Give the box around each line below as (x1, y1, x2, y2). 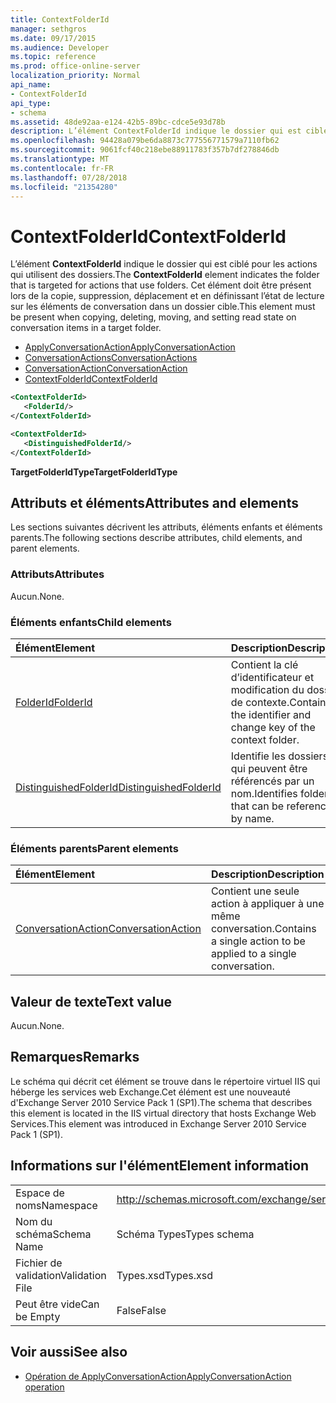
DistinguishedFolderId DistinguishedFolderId (15, 780, 222, 794)
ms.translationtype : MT (10, 154, 110, 164)
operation (24, 1381, 65, 1393)
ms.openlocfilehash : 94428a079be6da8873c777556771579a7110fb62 (10, 136, 280, 146)
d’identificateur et (230, 670, 315, 684)
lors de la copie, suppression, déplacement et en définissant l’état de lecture (10, 290, 325, 302)
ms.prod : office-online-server (10, 61, 141, 71)
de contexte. (230, 695, 290, 709)
